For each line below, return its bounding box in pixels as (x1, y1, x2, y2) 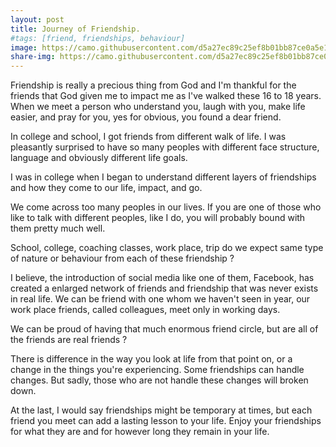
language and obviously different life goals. (10, 152, 188, 164)
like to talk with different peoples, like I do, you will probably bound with (10, 212, 306, 224)
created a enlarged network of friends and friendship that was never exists (10, 282, 319, 295)
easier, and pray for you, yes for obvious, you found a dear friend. (10, 111, 282, 123)
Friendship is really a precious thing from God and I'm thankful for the (10, 79, 297, 91)
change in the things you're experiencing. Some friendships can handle (10, 364, 305, 376)
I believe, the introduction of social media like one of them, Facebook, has (10, 272, 315, 284)
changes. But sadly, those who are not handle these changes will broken (10, 374, 309, 386)
